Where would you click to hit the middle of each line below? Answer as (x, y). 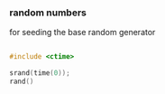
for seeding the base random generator (82, 33)
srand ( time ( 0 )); (40, 73)
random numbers (48, 13)
